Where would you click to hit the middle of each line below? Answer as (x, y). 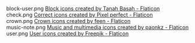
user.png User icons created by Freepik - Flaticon (67, 34)
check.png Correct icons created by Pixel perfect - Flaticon (79, 15)
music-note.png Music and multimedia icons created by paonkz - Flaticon (97, 27)
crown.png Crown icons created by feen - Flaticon (68, 21)
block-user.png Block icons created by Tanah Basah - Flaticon (83, 9)
